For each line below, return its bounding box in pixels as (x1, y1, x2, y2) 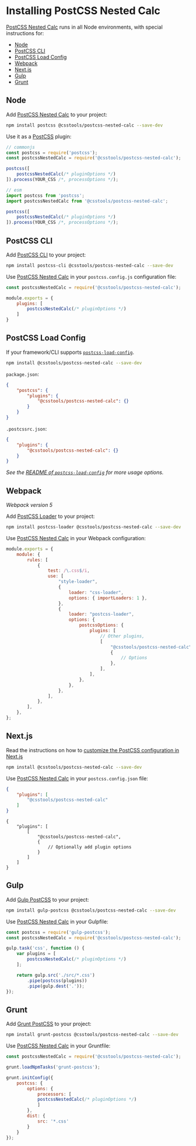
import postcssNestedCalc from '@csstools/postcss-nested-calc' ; (6, 198, 168, 204)
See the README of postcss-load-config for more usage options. (6, 469, 164, 476)
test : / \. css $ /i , (47, 568, 90, 574)
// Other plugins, (100, 633, 145, 639)
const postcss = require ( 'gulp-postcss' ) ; (6, 929, 111, 935)
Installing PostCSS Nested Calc (6, 4, 160, 18)
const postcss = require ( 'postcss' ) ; (6, 149, 98, 156)
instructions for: (6, 29, 44, 36)
